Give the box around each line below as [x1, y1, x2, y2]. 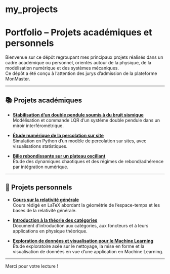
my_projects [5, 4, 58, 15]
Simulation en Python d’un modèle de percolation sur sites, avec [12, 138, 147, 144]
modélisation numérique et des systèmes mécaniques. [5, 65, 119, 71]
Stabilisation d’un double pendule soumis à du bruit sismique [12, 111, 144, 118]
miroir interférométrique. [12, 123, 64, 129]
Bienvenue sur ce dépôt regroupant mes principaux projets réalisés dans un [5, 54, 163, 60]
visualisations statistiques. [12, 143, 68, 149]
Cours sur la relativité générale [12, 197, 79, 203]
